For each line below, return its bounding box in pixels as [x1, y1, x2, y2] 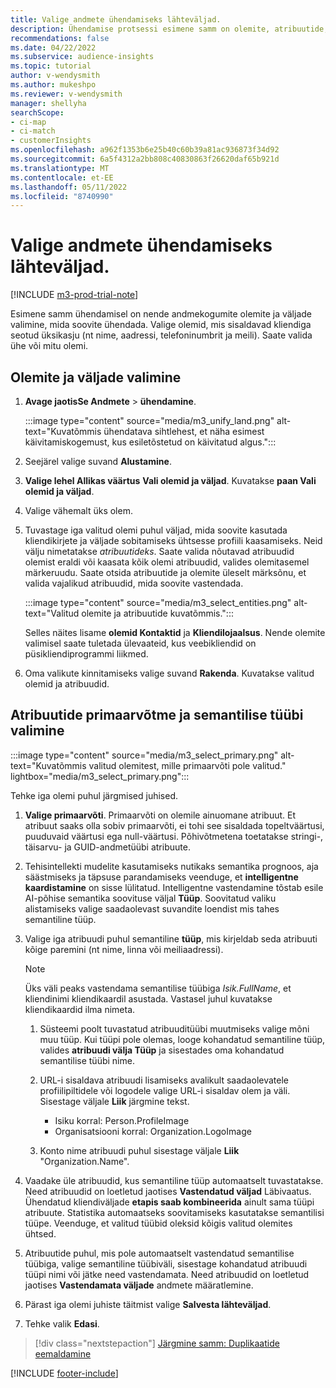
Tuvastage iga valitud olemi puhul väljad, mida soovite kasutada [24, 524, 288, 536]
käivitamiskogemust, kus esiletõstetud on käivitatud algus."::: [24, 436, 277, 448]
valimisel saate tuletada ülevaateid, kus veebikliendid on [24, 637, 257, 649]
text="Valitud [24, 607, 80, 619]
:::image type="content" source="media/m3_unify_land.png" [24, 415, 275, 426]
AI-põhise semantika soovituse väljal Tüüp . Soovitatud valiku [24, 892, 277, 904]
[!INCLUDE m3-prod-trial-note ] [10, 289, 139, 301]
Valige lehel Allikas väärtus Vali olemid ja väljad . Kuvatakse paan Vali [24, 475, 317, 486]
